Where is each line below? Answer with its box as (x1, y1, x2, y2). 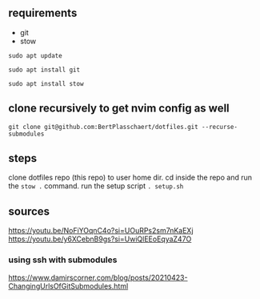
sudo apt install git (8, 66, 81, 74)
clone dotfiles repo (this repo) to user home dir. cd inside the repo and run (8, 172, 252, 183)
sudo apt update (8, 51, 62, 59)
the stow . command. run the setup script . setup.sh (8, 181, 184, 191)
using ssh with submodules (8, 254, 118, 265)
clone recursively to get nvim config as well (8, 102, 230, 115)
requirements (8, 6, 78, 20)
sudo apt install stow (8, 79, 84, 87)
